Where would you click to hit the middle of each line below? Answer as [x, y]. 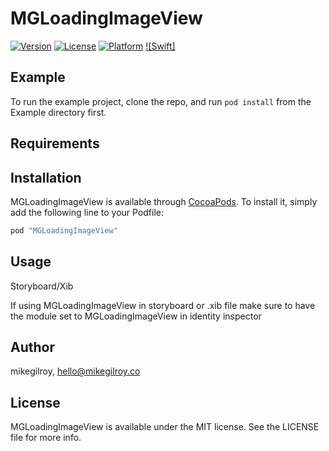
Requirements [55, 143]
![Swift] [160, 46]
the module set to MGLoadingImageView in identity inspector [136, 316]
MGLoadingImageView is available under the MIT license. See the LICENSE [165, 427]
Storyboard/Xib [42, 286]
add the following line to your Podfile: [87, 212]
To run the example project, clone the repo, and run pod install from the [161, 101]
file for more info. [46, 438]
